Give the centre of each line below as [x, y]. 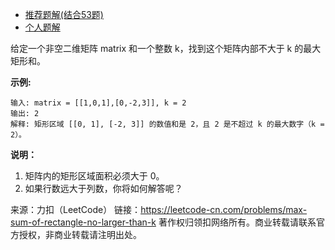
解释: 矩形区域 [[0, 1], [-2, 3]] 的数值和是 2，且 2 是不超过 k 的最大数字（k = [167, 124]
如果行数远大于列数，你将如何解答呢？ [103, 188]
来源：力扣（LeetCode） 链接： [76, 209]
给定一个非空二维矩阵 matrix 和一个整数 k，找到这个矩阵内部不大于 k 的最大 [166, 48]
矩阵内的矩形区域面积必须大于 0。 [94, 176]
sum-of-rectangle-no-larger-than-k [83, 222]
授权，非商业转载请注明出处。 [80, 234]
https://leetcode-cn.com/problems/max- [224, 209]
